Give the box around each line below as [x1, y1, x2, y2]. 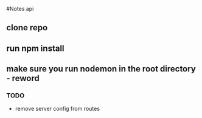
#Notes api [6, 5, 34, 12]
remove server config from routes [15, 105, 100, 113]
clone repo [6, 22, 48, 33]
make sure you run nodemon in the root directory [6, 64, 196, 74]
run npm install [6, 43, 65, 53]
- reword [6, 73, 40, 84]
